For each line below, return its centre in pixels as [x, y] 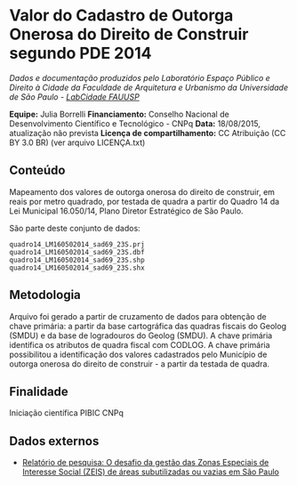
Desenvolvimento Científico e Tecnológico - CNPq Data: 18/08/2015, [135, 123]
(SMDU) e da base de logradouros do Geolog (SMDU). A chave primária [141, 335]
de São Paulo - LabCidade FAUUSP [74, 97]
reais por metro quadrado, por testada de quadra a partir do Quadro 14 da [144, 201]
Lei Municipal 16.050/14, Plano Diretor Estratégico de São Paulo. [126, 211]
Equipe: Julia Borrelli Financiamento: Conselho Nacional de [119, 114]
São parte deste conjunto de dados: [75, 228]
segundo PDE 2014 [80, 53]
